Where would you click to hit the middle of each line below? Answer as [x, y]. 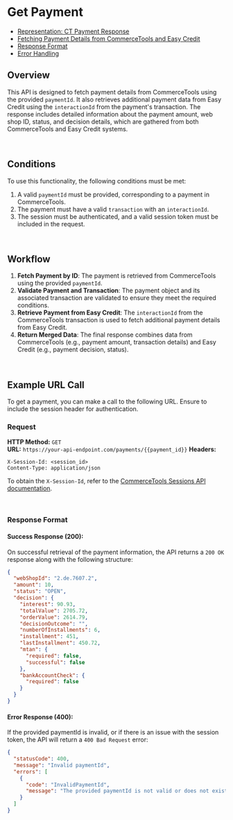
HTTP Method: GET [34, 442]
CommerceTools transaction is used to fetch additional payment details [119, 320]
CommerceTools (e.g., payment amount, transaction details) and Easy [116, 342]
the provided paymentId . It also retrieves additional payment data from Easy [114, 99]
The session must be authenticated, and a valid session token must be [118, 217]
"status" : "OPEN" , [40, 592]
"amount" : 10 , [34, 585]
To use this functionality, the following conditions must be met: [97, 181]
